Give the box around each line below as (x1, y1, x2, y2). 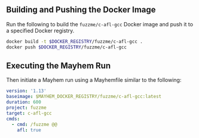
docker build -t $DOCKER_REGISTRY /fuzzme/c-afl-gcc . (6, 38, 143, 44)
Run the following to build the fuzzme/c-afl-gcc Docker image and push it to (6, 20, 193, 27)
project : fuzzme (6, 105, 47, 111)
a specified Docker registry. (6, 27, 75, 34)
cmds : (6, 116, 20, 122)
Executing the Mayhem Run (6, 60, 111, 70)
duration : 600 (6, 99, 42, 105)
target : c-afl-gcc (6, 110, 52, 116)
